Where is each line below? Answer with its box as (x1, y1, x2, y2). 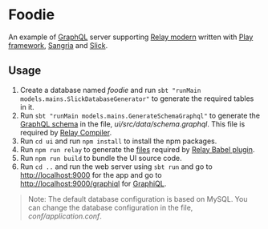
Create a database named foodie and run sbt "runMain (19, 85, 201, 94)
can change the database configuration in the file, (27, 203, 193, 212)
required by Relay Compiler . (19, 127, 112, 137)
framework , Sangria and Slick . (8, 40, 108, 50)
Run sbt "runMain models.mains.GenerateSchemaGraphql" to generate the (19, 110, 261, 120)
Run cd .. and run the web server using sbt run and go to (19, 162, 213, 171)
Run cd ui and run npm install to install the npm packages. (19, 136, 217, 146)
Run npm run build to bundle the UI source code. (19, 153, 182, 163)
